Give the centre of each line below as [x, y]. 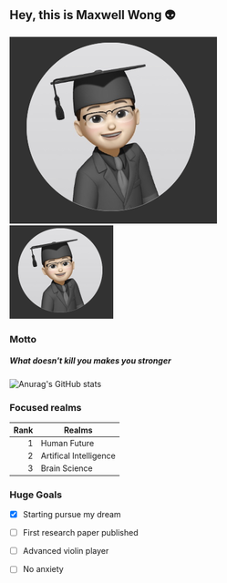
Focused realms [46, 407]
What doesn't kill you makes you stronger [90, 361]
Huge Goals [36, 495]
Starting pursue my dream [72, 515]
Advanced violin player [66, 551]
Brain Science [67, 468]
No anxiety [43, 569]
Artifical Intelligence [78, 455]
